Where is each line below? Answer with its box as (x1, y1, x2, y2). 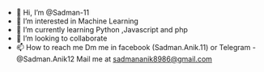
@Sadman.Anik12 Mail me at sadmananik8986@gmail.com (15, 54, 213, 64)
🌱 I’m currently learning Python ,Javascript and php (15, 25, 188, 34)
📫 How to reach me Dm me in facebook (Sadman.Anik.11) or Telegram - (15, 43, 257, 52)
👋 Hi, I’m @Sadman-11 (15, 8, 90, 17)
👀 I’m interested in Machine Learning (15, 16, 139, 26)
